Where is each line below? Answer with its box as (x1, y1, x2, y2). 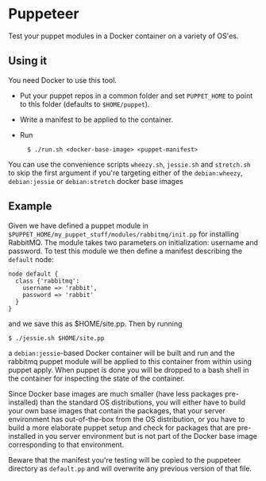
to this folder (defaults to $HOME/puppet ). (19, 99, 150, 108)
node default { (8, 270, 59, 278)
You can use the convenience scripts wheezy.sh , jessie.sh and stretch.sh (8, 159, 251, 169)
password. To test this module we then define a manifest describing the (8, 246, 243, 256)
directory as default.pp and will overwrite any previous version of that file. (8, 463, 253, 473)
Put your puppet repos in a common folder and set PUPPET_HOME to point (19, 91, 253, 100)
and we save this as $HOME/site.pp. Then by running (8, 319, 183, 328)
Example (8, 200, 52, 213)
